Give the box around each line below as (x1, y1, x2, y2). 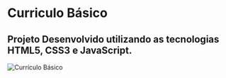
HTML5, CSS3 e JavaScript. (7, 44, 132, 56)
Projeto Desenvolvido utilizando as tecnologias (7, 33, 220, 45)
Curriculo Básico (7, 5, 108, 21)
